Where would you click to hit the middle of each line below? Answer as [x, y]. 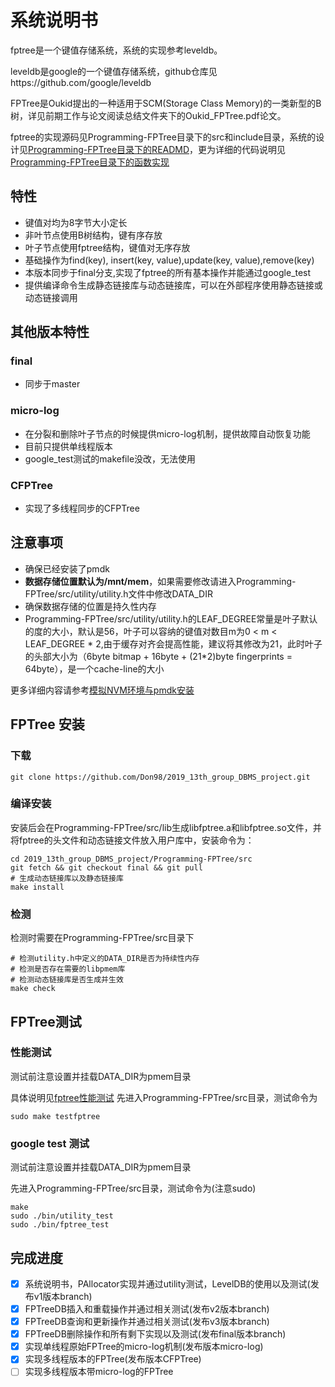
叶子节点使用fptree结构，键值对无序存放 [107, 247]
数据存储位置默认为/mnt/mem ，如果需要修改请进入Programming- [160, 581]
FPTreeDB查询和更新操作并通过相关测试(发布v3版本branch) [147, 1322]
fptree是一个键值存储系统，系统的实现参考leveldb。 [116, 50]
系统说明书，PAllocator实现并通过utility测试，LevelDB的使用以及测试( [167, 1283]
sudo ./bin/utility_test [62, 1216]
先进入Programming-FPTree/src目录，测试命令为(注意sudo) [133, 1188]
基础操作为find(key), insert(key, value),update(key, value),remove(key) [169, 260]
